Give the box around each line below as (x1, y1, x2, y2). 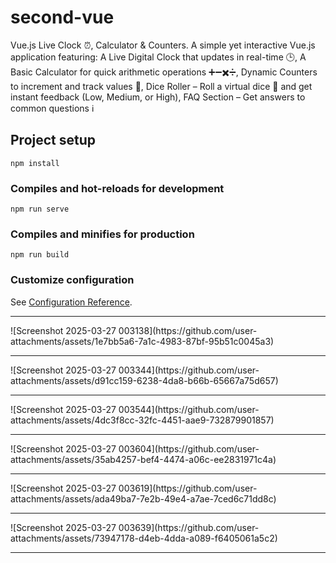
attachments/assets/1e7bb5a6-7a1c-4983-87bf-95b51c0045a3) (10, 335, 275, 347)
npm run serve (10, 204, 70, 215)
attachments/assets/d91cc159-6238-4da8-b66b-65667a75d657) (10, 374, 279, 386)
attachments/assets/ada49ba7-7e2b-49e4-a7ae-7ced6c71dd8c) (10, 492, 277, 505)
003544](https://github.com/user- (118, 403, 260, 415)
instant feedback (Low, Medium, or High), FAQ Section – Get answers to (10, 91, 306, 103)
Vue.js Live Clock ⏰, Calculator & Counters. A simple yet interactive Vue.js (10, 39, 316, 51)
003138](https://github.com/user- (118, 324, 258, 336)
